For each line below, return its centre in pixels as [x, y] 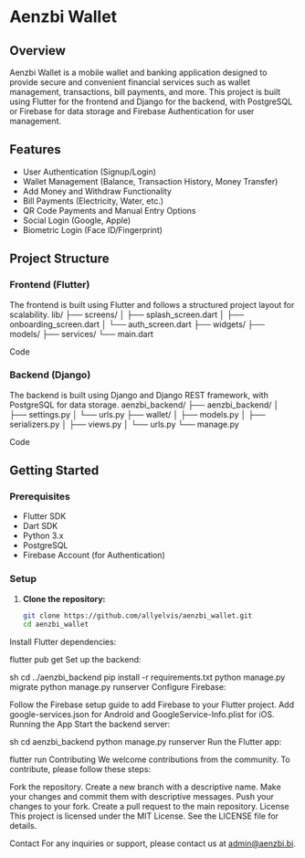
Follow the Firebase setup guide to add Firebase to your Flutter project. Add [152, 704]
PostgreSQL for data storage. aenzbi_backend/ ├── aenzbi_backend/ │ [144, 405]
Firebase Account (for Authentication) [94, 556]
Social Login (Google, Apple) [77, 220]
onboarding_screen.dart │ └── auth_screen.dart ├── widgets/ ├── [137, 324]
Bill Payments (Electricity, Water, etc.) [93, 201]
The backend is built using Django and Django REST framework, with [139, 395]
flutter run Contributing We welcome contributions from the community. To [150, 759]
